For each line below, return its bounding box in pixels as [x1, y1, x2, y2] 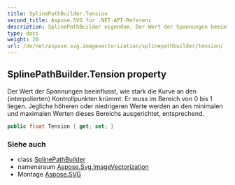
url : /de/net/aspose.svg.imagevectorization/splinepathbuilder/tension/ [7, 43, 224, 50]
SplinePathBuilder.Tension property [7, 68, 166, 80]
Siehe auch [7, 139, 47, 149]
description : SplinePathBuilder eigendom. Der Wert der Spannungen [7, 23, 208, 30]
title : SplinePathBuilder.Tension [7, 10, 108, 17]
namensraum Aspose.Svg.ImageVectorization [17, 162, 149, 171]
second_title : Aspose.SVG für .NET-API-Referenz [7, 17, 152, 24]
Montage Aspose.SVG [17, 170, 82, 178]
